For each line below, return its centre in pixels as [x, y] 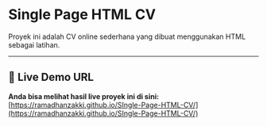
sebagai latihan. [34, 44]
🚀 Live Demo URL [51, 77]
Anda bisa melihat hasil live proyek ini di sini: [84, 96]
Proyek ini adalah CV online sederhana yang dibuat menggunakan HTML [127, 36]
